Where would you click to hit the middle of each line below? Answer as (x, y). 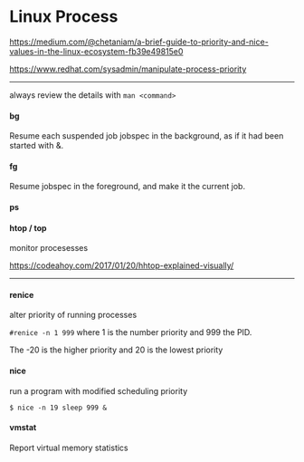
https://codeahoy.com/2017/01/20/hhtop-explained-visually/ (122, 265)
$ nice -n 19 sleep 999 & (58, 408)
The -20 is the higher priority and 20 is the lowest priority (116, 350)
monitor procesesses (49, 248)
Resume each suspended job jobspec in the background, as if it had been (147, 136)
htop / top (28, 227)
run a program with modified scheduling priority (99, 390)
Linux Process (64, 17)
